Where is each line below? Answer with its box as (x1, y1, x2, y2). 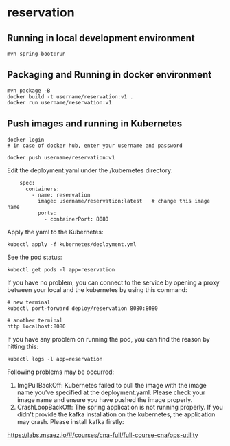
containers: (25, 186, 60, 192)
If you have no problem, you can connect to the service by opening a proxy (7, 278, 220, 287)
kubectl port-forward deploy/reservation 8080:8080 (7, 304, 158, 312)
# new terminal (7, 299, 51, 306)
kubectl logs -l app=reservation (7, 355, 103, 362)
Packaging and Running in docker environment (7, 69, 211, 80)
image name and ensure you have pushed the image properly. (16, 395, 193, 403)
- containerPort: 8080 (43, 215, 109, 223)
